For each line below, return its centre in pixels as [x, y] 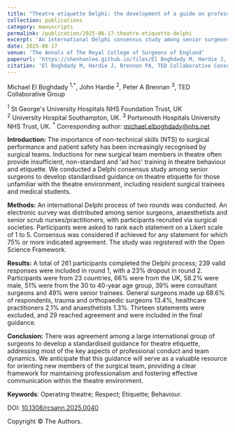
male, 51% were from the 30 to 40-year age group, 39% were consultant [112, 286]
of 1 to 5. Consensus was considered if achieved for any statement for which [117, 235]
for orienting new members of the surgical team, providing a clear [102, 366]
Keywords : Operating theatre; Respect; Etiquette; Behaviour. [94, 394]
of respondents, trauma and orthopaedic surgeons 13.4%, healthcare [107, 301]
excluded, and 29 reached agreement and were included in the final [105, 315]
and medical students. [39, 192]
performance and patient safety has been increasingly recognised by [107, 147]
